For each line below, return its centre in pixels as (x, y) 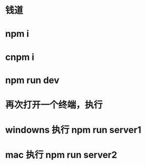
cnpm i (20, 57)
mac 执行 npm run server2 (61, 155)
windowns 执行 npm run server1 (73, 130)
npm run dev (32, 80)
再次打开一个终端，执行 (54, 105)
